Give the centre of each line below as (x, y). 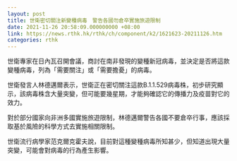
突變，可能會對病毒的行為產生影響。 (60, 150)
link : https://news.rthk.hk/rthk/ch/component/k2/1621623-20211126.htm (115, 34)
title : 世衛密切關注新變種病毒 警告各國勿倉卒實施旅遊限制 (84, 20)
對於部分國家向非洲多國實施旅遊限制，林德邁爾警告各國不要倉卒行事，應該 (115, 118)
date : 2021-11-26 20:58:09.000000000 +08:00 (74, 27)
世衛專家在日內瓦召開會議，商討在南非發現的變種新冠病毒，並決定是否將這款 (119, 61)
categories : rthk (33, 40)
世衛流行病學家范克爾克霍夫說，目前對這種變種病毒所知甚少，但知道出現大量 (119, 141)
